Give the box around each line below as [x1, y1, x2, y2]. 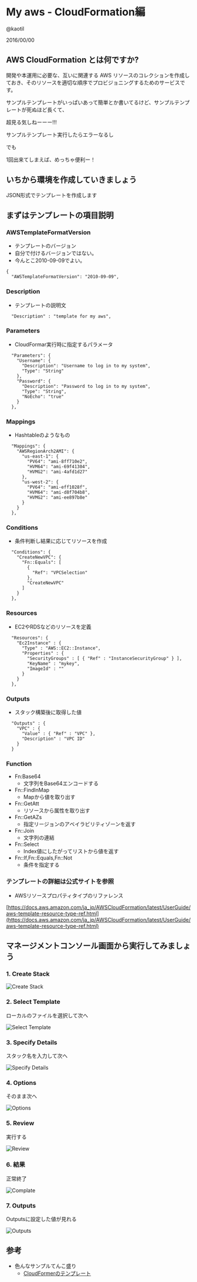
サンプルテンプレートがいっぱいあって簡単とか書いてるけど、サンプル [6, 99, 175, 106]
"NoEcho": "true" [21, 394, 64, 400]
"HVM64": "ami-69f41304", [27, 464, 91, 470]
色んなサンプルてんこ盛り [14, 1262, 77, 1269]
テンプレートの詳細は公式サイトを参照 [6, 878, 114, 886]
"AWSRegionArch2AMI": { [16, 448, 75, 455]
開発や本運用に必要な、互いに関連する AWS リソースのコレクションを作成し [6, 72, 190, 79]
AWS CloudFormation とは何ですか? [6, 55, 139, 65]
